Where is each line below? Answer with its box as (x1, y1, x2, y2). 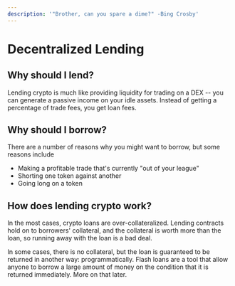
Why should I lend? (7, 69, 94, 82)
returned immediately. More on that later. (7, 270, 127, 279)
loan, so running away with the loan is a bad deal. (7, 234, 153, 243)
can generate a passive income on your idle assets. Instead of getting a (7, 95, 217, 104)
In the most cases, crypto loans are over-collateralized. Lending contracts (7, 218, 224, 228)
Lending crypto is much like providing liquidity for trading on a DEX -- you (7, 88, 224, 97)
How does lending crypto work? (7, 200, 152, 212)
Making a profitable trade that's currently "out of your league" (17, 164, 199, 173)
